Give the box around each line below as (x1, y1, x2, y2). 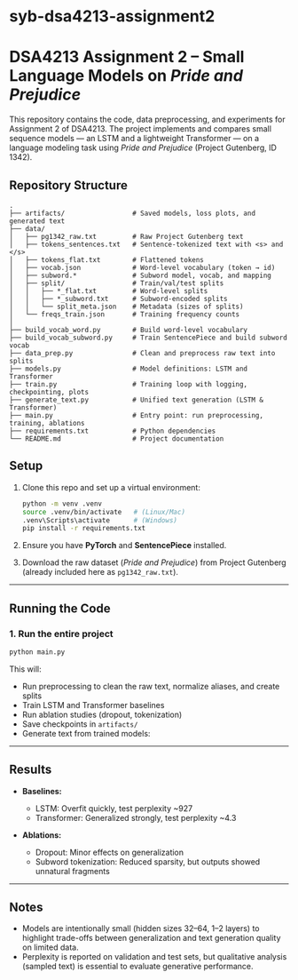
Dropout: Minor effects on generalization (35, 847, 184, 857)
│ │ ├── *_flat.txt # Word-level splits (9, 286, 208, 295)
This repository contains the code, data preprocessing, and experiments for (9, 114, 286, 125)
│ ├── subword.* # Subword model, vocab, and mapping (9, 271, 272, 280)
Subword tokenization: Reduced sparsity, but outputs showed (35, 856, 261, 867)
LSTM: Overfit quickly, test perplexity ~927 (35, 802, 193, 814)
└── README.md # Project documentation (9, 434, 224, 443)
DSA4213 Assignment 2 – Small (9, 47, 245, 68)
